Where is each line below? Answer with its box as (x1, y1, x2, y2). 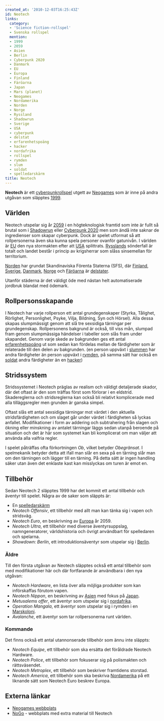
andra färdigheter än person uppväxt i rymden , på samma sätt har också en (5, 351, 158, 357)
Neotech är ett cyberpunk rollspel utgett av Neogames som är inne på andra (5, 189, 158, 195)
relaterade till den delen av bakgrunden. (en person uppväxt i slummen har (5, 347, 156, 352)
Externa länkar (5, 692, 51, 700)
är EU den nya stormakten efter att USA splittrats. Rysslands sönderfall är (5, 242, 153, 248)
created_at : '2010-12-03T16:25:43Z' (5, 7, 80, 12)
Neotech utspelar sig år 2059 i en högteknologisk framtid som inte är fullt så (5, 222, 159, 228)
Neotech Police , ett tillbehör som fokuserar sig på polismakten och (12, 657, 147, 663)
